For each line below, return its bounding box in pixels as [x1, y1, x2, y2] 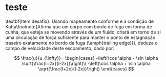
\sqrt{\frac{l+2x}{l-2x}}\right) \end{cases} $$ [38, 65, 134, 72]
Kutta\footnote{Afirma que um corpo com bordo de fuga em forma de [5, 23, 152, 29]
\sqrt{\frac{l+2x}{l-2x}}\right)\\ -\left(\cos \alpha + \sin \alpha [21, 60, 151, 66]
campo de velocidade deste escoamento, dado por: [5, 45, 114, 51]
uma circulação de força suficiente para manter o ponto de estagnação [5, 34, 156, 41]
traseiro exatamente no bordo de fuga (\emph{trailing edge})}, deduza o [5, 40, 158, 46]
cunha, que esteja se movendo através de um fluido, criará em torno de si [5, 29, 161, 35]
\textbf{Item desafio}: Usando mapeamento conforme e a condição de [5, 18, 154, 24]
